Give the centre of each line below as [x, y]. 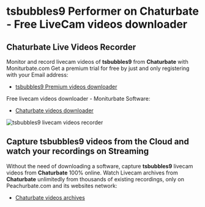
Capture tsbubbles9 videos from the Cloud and [98, 142]
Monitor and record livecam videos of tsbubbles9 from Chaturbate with [97, 62]
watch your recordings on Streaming [77, 151]
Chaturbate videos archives [50, 197]
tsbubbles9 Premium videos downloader [66, 87]
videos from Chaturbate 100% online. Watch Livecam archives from [92, 173]
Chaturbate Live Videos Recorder [71, 47]
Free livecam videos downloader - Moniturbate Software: [78, 99]
